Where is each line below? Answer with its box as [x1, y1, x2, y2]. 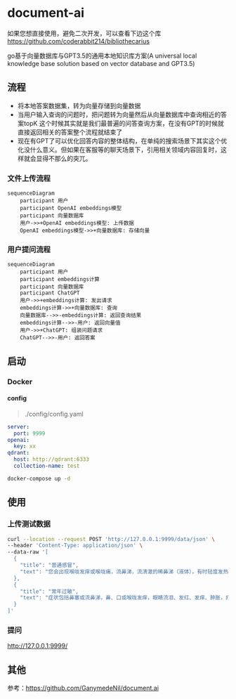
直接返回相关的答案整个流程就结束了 [17, 128, 123, 136]
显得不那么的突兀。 [36, 154, 92, 162]
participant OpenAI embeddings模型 [20, 205, 122, 212]
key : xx [13, 443, 37, 450]
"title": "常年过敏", [20, 588, 79, 595]
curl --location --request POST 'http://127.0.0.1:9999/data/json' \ [7, 535, 216, 542]
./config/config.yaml [24, 410, 84, 418]
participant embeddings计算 [20, 276, 100, 283]
